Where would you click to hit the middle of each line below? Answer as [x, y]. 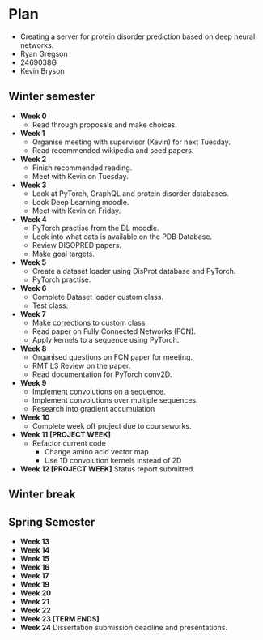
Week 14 [35, 550]
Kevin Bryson [42, 70]
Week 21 [35, 601]
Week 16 [35, 567]
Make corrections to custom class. [90, 322]
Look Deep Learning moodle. [81, 202]
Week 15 [35, 558]
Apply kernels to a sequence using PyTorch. [106, 339]
